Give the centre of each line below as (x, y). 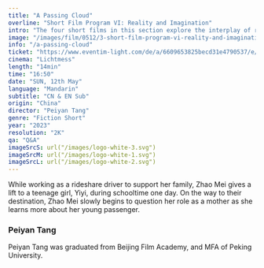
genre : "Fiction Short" (47, 118)
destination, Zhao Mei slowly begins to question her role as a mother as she (130, 201)
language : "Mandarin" (44, 89)
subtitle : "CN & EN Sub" (49, 96)
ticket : (21, 52)
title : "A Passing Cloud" (50, 15)
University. (26, 255)
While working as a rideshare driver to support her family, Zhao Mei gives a (130, 184)
